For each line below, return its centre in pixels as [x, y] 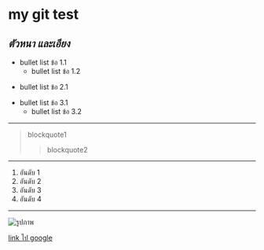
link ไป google [30, 238]
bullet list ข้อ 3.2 [57, 111]
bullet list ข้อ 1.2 [56, 71]
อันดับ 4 [30, 199]
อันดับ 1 [30, 172]
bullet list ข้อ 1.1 [43, 62]
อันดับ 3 [30, 190]
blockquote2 [67, 150]
